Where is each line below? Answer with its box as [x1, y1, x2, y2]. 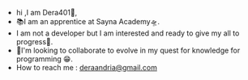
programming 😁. [15, 54, 73, 64]
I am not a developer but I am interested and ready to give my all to [15, 28, 240, 38]
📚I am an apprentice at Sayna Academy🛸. [15, 17, 160, 26]
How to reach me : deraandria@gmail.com [15, 63, 158, 72]
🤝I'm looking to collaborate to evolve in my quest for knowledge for [15, 45, 241, 55]
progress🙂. [15, 37, 53, 46]
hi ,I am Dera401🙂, [15, 8, 78, 17]
